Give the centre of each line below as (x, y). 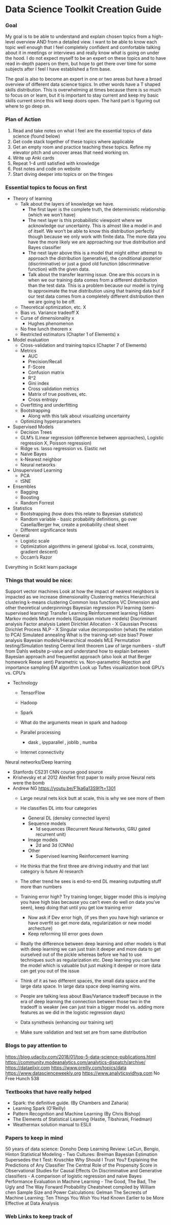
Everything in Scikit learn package (41, 567)
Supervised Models (33, 427)
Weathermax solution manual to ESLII (52, 1124)
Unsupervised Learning (37, 470)
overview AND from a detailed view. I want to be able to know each (87, 42)
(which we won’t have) (52, 215)
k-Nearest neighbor (41, 459)
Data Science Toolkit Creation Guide (83, 9)
